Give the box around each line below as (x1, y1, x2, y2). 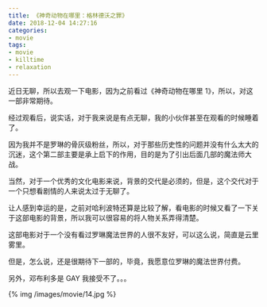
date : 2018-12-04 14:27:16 (8, 19, 98, 27)
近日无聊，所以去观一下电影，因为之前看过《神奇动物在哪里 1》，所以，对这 (8, 86, 253, 95)
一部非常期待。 (8, 96, 57, 106)
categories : (8, 26, 48, 34)
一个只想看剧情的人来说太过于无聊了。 (8, 186, 133, 195)
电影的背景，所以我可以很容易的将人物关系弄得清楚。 (29, 213, 203, 222)
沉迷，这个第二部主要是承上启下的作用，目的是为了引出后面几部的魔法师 (8, 149, 245, 159)
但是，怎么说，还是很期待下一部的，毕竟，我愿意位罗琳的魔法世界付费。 (8, 256, 245, 266)
